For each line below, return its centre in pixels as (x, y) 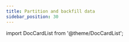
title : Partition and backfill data (50, 11)
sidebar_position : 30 (32, 17)
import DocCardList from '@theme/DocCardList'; (65, 33)
